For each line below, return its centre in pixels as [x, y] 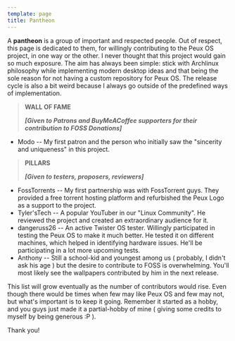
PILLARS [37, 162]
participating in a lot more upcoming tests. [79, 250]
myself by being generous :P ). [52, 316]
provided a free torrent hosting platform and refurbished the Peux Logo [121, 198]
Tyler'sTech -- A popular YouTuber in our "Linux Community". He [112, 213]
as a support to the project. [57, 205]
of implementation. [34, 93]
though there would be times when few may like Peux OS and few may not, [116, 294]
